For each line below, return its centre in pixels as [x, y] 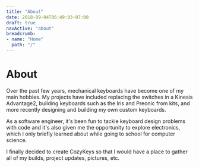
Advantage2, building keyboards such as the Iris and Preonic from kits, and [98, 103]
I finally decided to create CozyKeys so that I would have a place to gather [97, 152]
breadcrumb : [21, 34]
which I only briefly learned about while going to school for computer [91, 134]
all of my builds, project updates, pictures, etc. [63, 157]
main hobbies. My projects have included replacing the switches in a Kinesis [99, 97]
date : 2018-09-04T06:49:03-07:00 [48, 17]
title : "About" [25, 12]
